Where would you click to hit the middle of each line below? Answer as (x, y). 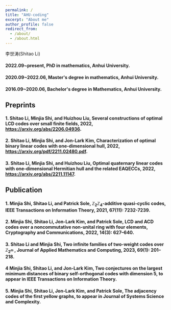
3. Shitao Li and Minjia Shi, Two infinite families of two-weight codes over (85, 244)
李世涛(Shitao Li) (23, 54)
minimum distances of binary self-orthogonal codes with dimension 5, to (84, 274)
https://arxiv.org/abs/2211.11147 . (40, 174)
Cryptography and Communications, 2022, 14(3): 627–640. (70, 232)
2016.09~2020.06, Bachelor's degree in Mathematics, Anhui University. (83, 89)
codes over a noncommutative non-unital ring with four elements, (77, 227)
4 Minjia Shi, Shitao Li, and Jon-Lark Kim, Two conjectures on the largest (84, 268)
